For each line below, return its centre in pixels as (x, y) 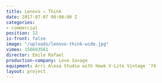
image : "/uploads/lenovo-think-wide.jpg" (58, 44)
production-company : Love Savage (47, 60)
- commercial (22, 28)
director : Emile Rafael (35, 55)
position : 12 (22, 33)
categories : (21, 22)
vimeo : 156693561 (27, 50)
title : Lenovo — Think (34, 11)
